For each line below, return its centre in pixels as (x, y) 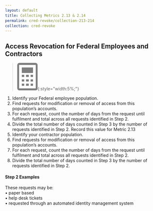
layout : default (21, 10)
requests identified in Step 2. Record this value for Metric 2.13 (74, 129)
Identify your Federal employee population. (55, 98)
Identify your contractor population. (48, 135)
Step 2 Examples (22, 177)
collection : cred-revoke (30, 26)
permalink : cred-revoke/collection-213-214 (50, 21)
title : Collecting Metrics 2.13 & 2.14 (45, 15)
